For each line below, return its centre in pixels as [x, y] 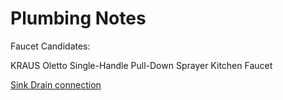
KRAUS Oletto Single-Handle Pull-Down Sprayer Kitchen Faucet [141, 65]
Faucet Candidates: [50, 46]
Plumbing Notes [78, 18]
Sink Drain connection [56, 84]
